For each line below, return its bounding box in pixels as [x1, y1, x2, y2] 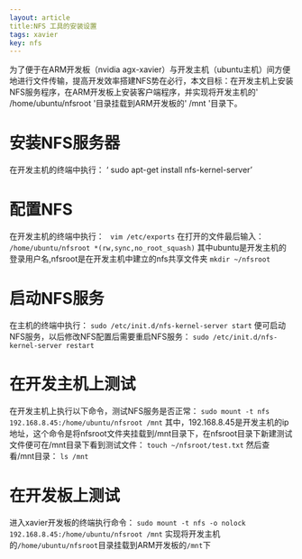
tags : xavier [9, 30, 59, 39]
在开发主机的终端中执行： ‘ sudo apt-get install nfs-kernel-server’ [9, 164, 253, 176]
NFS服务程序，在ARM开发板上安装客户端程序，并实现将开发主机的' [9, 87, 259, 97]
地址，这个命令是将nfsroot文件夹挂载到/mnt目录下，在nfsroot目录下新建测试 [9, 428, 293, 438]
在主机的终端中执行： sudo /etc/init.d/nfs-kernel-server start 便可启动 [9, 320, 287, 331]
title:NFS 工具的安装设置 [9, 22, 97, 31]
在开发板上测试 [9, 486, 121, 506]
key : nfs [9, 38, 42, 48]
